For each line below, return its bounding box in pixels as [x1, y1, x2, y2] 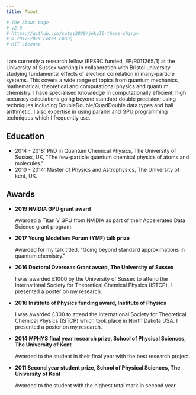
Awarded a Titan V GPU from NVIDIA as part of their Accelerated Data [14, 217, 185, 224]
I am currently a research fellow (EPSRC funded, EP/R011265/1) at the [6, 57, 175, 65]
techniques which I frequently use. [6, 114, 91, 121]
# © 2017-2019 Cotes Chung [6, 36, 73, 42]
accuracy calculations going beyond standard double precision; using [6, 95, 176, 102]
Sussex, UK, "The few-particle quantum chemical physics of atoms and [14, 153, 189, 160]
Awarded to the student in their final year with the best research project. [14, 352, 191, 359]
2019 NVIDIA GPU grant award [14, 205, 91, 212]
